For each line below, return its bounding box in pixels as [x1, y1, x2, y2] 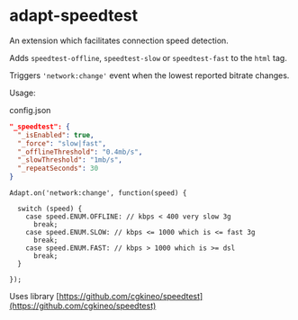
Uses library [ [9, 291, 60, 302]
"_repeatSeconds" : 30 [17, 164, 99, 173]
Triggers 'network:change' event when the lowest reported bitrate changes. [9, 69, 290, 81]
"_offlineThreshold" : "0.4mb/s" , [17, 147, 143, 156]
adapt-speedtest [9, 5, 139, 26]
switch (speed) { [17, 204, 83, 214]
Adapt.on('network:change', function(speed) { [9, 189, 187, 198]
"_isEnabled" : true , [17, 130, 95, 139]
